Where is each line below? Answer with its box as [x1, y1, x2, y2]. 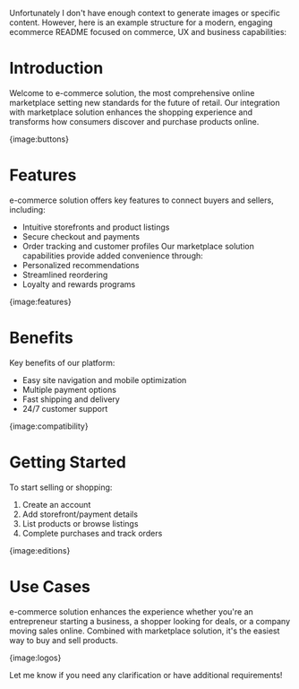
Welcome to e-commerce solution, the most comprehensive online [9, 87, 255, 98]
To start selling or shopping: [9, 482, 113, 493]
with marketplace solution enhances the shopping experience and [9, 107, 253, 118]
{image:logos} [9, 652, 62, 663]
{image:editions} [9, 545, 71, 555]
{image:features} [9, 296, 72, 307]
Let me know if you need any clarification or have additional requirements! [9, 669, 283, 680]
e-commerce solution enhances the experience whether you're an [9, 606, 253, 617]
